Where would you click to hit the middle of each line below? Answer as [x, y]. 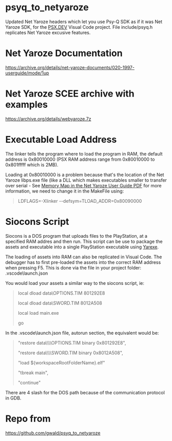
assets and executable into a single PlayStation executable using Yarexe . [82, 247]
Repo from [28, 419]
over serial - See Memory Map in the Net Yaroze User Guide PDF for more [83, 185]
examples [26, 105]
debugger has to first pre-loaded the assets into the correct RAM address [83, 262]
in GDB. [13, 398]
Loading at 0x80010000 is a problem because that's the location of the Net [85, 175]
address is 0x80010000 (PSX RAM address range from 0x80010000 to [80, 159]
